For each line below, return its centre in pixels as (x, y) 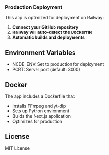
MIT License (18, 148)
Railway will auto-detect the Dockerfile (52, 32)
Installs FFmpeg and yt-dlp (39, 106)
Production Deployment (34, 7)
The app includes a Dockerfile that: (40, 96)
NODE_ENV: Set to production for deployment (58, 64)
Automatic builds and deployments (48, 37)
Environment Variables (40, 53)
